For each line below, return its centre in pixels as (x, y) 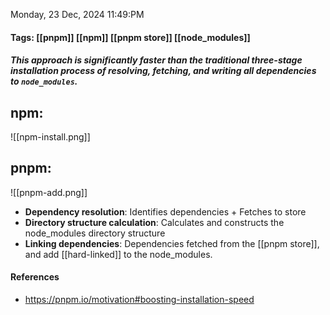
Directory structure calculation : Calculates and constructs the (154, 222)
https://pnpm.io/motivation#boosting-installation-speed (139, 300)
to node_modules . (44, 81)
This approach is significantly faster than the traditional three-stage (156, 60)
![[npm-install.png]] (50, 137)
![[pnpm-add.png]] (49, 192)
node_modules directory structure (95, 233)
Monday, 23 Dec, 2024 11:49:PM (77, 14)
